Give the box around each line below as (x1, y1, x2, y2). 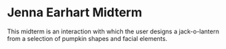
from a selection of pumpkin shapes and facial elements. (7, 34, 168, 42)
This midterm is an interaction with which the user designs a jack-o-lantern (7, 27, 220, 35)
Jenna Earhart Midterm (7, 5, 142, 20)
